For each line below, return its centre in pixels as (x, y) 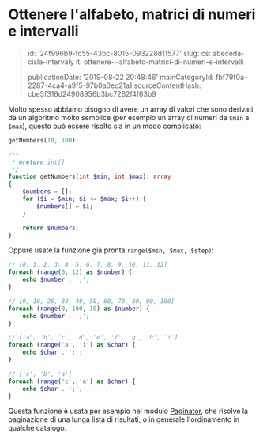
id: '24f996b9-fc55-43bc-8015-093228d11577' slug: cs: (119, 53)
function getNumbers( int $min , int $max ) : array (90, 177)
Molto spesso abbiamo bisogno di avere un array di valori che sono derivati (131, 109)
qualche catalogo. (38, 428)
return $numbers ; (51, 228)
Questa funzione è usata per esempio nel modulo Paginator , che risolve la (128, 411)
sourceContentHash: (167, 85)
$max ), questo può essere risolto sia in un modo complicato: (105, 126)
